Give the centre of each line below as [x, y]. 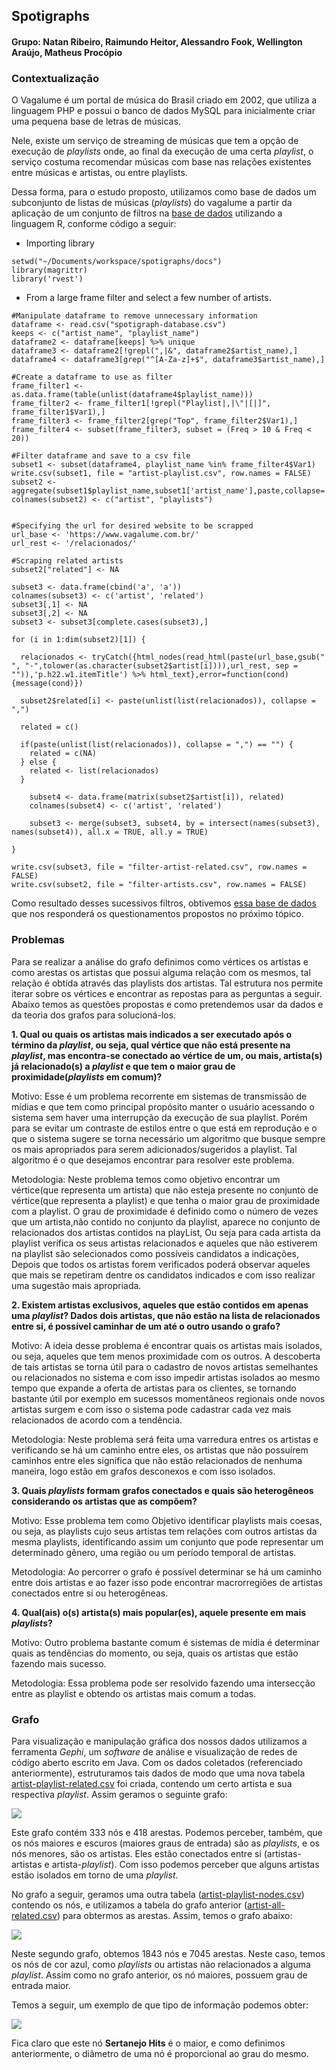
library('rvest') [47, 279]
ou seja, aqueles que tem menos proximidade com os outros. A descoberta [166, 1356]
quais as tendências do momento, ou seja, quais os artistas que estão [155, 1653]
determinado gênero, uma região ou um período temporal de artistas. [154, 1552]
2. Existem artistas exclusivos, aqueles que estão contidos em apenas [160, 1305]
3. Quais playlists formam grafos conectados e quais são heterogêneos [162, 1490]
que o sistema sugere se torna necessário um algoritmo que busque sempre [168, 1138]
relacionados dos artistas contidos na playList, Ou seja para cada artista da [166, 1232]
